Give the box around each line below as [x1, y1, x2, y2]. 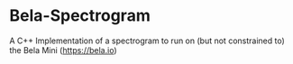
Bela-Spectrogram [9, 5, 151, 26]
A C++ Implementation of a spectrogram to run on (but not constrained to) [9, 35, 286, 46]
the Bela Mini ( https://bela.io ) [9, 44, 117, 55]
